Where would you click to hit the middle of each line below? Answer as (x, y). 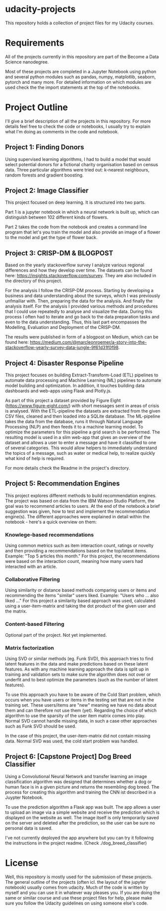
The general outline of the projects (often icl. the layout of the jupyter (76, 882)
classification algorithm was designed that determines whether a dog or (79, 782)
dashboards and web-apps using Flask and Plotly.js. (58, 391)
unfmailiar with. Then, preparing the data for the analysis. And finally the (79, 301)
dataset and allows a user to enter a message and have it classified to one (81, 443)
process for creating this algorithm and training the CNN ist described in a (81, 792)
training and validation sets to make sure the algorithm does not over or (78, 674)
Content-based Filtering (35, 624)
